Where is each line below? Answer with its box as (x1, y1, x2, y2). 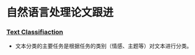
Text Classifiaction (6, 28, 64, 37)
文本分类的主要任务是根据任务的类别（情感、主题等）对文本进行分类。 (15, 42, 193, 50)
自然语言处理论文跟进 (6, 5, 114, 20)
